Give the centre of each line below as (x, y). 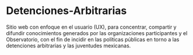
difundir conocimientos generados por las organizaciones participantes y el (97, 33)
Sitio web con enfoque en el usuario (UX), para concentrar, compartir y (91, 27)
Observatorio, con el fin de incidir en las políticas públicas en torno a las (93, 39)
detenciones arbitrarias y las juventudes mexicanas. (69, 46)
